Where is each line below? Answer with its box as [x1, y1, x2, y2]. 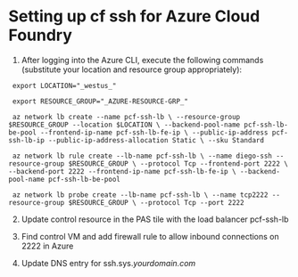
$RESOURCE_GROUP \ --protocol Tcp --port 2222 [68, 198, 244, 207]
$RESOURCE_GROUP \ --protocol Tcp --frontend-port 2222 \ [68, 159, 289, 168]
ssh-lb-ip [8, 135, 46, 144]
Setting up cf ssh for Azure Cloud [8, 6, 261, 27]
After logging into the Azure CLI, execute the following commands [21, 54, 264, 65]
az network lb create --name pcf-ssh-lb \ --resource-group [12, 112, 241, 121]
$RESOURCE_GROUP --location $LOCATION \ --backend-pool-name [8, 120, 241, 129]
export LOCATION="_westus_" [12, 81, 117, 90]
